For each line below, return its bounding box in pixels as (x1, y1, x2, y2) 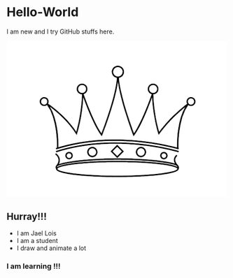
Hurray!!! (6, 210, 47, 222)
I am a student (16, 237, 59, 245)
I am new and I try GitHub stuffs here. (6, 27, 115, 36)
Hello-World (6, 4, 79, 20)
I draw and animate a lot (16, 244, 87, 252)
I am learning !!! (6, 261, 61, 271)
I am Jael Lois (16, 229, 57, 237)
